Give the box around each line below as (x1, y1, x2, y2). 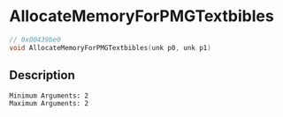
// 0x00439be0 (9, 35, 62, 44)
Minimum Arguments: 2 (9, 91, 89, 100)
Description (9, 68, 75, 83)
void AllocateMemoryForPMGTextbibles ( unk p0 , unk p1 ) (9, 43, 212, 52)
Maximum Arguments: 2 (9, 99, 89, 107)
